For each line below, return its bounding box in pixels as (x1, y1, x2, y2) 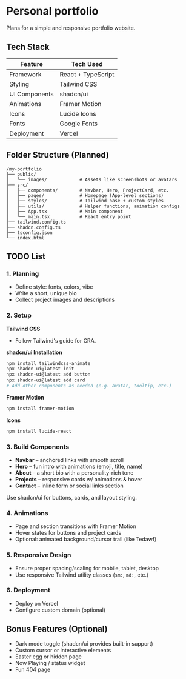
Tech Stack (6, 42, 50, 52)
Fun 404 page (15, 666, 51, 673)
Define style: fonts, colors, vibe (15, 283, 93, 290)
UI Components (9, 90, 54, 98)
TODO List (6, 251, 45, 261)
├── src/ (6, 182, 28, 188)
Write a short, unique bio (15, 290, 77, 297)
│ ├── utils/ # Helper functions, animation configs (6, 203, 181, 209)
